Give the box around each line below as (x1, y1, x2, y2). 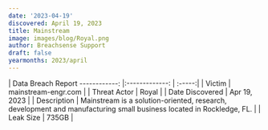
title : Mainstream (8, 26, 70, 35)
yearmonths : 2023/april (8, 57, 88, 65)
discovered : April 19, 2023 (8, 19, 103, 27)
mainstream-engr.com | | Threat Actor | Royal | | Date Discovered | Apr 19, (8, 87, 253, 96)
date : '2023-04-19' (8, 11, 74, 20)
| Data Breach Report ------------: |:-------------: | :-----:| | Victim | (8, 78, 231, 88)
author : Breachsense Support (8, 42, 106, 50)
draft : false (8, 49, 52, 57)
